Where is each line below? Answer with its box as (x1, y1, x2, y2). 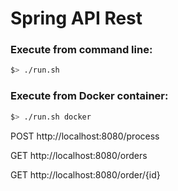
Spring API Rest (10, 7, 143, 30)
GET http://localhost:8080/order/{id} (10, 168, 161, 181)
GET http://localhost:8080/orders (10, 149, 148, 161)
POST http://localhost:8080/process (10, 130, 160, 142)
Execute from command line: (10, 43, 153, 57)
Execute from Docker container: (10, 89, 169, 103)
